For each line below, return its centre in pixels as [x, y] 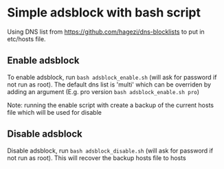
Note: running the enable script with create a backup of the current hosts [111, 105]
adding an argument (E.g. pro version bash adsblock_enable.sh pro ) [103, 91]
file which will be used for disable [54, 112]
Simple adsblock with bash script [104, 13]
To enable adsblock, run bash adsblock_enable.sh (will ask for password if [112, 77]
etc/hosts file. [26, 38]
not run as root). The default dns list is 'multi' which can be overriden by [109, 84]
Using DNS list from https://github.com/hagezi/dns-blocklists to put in [106, 32]
